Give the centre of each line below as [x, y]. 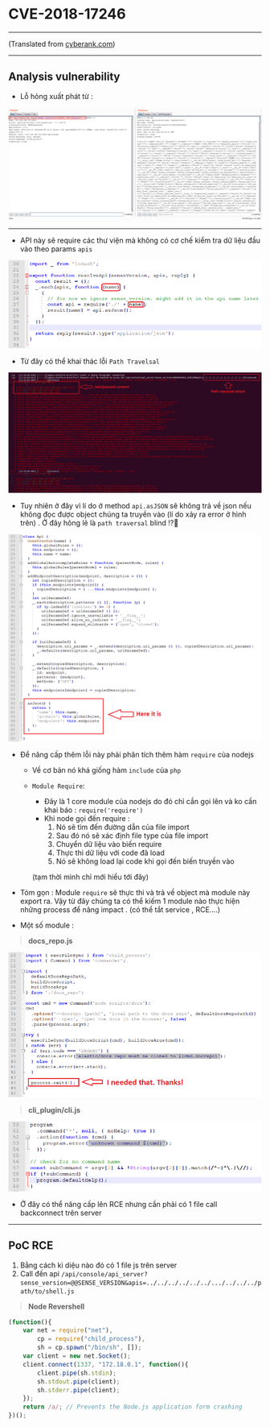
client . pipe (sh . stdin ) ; [77, 1373]
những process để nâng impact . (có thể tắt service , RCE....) [120, 910]
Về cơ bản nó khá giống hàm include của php [106, 770]
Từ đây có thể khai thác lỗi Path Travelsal [90, 361]
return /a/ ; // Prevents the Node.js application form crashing [133, 1407]
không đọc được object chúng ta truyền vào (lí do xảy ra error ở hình [133, 514]
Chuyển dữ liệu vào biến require [109, 844]
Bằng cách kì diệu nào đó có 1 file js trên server [98, 1265]
